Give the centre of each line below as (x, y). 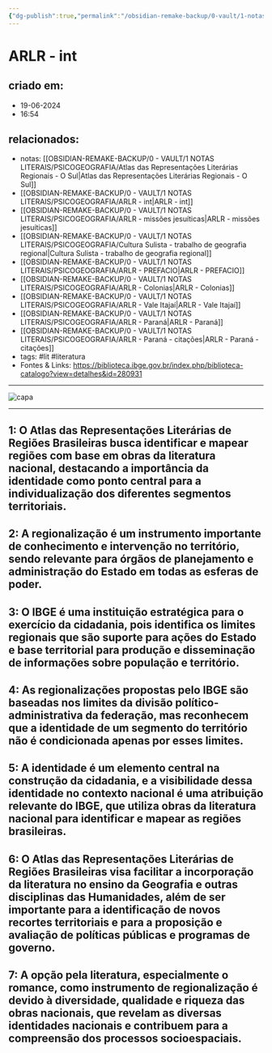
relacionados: (44, 140)
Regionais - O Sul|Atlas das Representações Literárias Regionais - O (134, 176)
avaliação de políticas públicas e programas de (130, 935)
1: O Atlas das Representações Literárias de (120, 430)
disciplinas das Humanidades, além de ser (117, 897)
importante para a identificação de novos (115, 909)
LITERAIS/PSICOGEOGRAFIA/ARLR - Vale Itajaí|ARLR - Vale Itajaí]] (130, 305)
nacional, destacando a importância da (108, 468)
